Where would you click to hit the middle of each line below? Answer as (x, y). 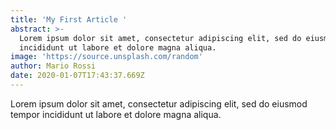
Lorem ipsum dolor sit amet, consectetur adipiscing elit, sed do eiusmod (159, 103)
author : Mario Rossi (53, 66)
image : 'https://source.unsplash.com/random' (106, 57)
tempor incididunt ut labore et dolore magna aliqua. (116, 114)
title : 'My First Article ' (69, 19)
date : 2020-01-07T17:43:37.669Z (77, 76)
